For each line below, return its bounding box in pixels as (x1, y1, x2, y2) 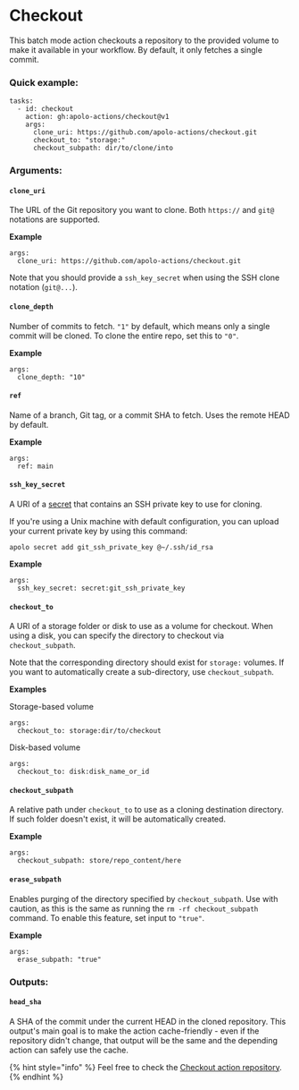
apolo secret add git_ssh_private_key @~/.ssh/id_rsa (9, 542, 214, 551)
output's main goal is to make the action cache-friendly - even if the (9, 1026, 260, 1036)
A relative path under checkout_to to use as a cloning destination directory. (9, 805, 284, 815)
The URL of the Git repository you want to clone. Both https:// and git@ (9, 205, 275, 216)
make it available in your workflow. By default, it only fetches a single (9, 44, 263, 55)
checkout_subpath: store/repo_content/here (17, 856, 181, 865)
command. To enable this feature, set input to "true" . (9, 912, 205, 923)
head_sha (9, 998, 42, 1007)
